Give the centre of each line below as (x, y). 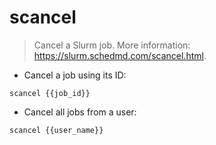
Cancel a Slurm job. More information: (112, 45)
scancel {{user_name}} (56, 130)
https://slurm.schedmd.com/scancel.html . (120, 55)
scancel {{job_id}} (50, 93)
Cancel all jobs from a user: (80, 112)
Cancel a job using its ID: (75, 75)
